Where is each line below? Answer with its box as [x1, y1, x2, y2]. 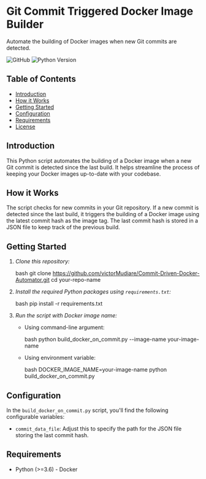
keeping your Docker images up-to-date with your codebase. [6, 170, 161, 177]
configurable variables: [6, 413, 65, 420]
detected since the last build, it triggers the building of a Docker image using [6, 211, 200, 218]
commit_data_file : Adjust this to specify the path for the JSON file [15, 425, 182, 432]
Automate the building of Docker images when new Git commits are [6, 37, 177, 45]
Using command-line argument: [24, 324, 105, 331]
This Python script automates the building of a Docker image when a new [6, 157, 192, 164]
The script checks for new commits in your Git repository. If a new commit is [6, 204, 199, 211]
